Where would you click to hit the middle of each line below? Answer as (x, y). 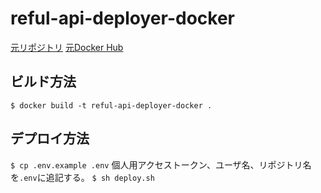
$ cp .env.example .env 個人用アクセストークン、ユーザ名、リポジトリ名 (161, 164)
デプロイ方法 (50, 138)
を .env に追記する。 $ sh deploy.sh (82, 177)
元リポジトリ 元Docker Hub (67, 47)
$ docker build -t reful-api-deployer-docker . (111, 105)
